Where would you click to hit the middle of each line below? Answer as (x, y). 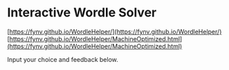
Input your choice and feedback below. (63, 59)
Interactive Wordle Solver (82, 13)
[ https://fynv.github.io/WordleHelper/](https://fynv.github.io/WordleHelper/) (114, 32)
